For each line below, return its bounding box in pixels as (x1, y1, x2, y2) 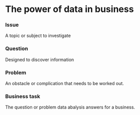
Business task (5, 93, 40, 99)
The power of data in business (5, 3, 134, 15)
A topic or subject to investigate (5, 32, 71, 38)
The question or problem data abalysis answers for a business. (5, 104, 135, 110)
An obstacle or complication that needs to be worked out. (5, 80, 124, 86)
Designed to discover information (5, 56, 74, 62)
